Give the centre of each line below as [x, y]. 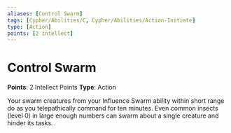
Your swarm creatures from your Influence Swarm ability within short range [116, 101]
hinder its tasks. [30, 123]
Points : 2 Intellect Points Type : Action [62, 87]
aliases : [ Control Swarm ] [45, 14]
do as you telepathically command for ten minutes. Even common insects [113, 108]
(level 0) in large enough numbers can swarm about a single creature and [113, 115]
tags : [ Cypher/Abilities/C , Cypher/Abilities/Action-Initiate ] [101, 20]
